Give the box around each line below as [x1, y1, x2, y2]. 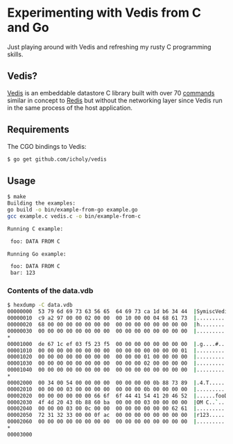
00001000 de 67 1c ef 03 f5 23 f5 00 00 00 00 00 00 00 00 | [7, 340, 197, 347]
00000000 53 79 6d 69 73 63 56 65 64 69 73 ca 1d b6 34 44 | [7, 308, 197, 315]
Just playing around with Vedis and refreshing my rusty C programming [7, 42, 212, 51]
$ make [7, 193, 26, 200]
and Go [7, 19, 50, 35]
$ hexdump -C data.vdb [7, 301, 73, 309]
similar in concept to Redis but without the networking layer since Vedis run [7, 96, 223, 104]
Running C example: [7, 225, 64, 232]
